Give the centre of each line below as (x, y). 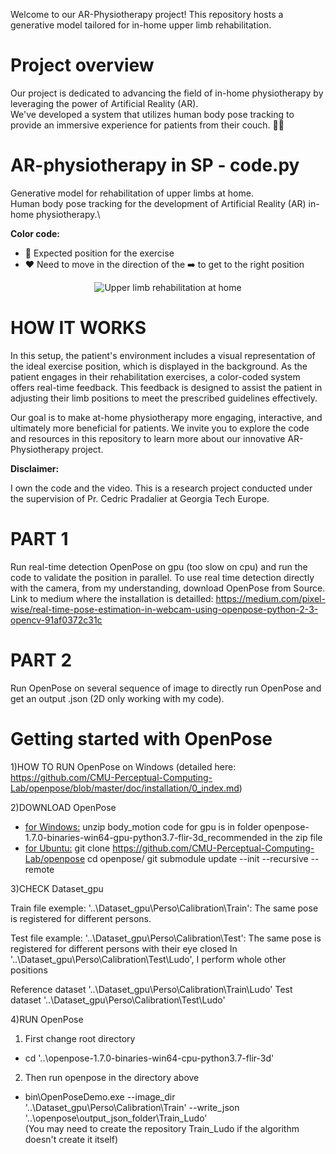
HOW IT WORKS (78, 328)
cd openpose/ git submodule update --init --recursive (198, 858)
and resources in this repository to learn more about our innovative (148, 438)
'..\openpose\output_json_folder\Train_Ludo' (116, 1118)
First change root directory (80, 1038)
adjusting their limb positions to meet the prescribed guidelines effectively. (164, 398)
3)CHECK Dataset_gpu (57, 888)
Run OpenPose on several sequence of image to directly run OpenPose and (166, 688)
